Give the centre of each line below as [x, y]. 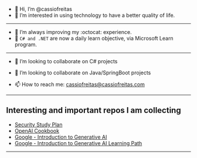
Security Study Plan [38, 124]
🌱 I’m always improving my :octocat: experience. [73, 32]
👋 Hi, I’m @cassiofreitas [43, 9]
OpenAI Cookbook [37, 130]
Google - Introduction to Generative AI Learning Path [78, 143]
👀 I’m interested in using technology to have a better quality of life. [95, 15]
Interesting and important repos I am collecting [94, 110]
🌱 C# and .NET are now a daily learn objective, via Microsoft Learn [94, 38]
